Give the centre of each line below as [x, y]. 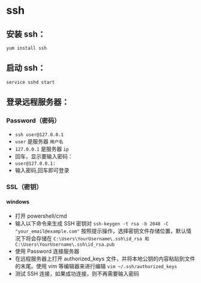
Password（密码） [33, 121]
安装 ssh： [26, 34]
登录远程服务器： [38, 102]
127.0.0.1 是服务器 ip [42, 149]
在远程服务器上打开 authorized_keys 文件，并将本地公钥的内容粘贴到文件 [105, 258]
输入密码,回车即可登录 [42, 170]
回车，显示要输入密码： [44, 156]
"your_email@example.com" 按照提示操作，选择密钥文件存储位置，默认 [100, 231]
